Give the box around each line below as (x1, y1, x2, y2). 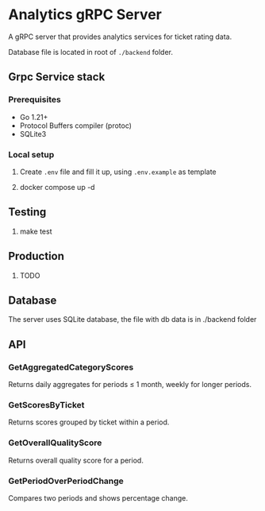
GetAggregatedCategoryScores (8, 362, 134, 373)
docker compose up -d (19, 182, 95, 192)
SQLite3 (19, 129, 47, 138)
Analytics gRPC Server (8, 6, 163, 24)
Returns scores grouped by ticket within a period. (8, 417, 170, 427)
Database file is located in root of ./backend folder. (8, 47, 173, 56)
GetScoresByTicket (8, 399, 85, 410)
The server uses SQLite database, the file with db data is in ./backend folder (8, 315, 257, 324)
